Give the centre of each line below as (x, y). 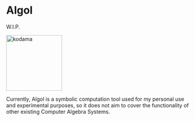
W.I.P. (13, 27)
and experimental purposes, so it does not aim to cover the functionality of (97, 105)
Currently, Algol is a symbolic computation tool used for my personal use (95, 99)
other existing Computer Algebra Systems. (58, 112)
